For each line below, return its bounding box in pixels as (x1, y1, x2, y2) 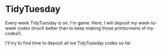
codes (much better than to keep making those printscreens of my (17, 25, 154, 31)
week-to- (138, 20, 158, 26)
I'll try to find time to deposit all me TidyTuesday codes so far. (5, 40, 132, 46)
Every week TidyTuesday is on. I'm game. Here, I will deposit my (5, 20, 138, 26)
